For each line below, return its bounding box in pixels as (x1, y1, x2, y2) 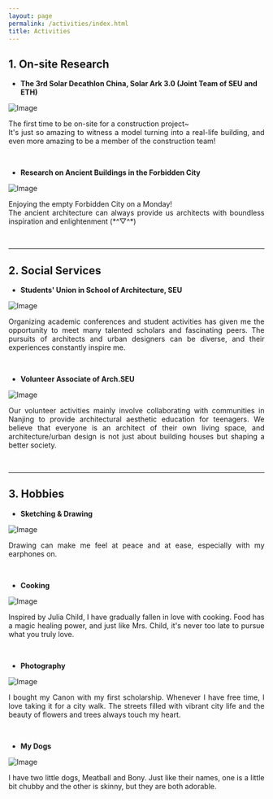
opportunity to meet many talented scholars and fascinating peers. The (8, 325, 265, 334)
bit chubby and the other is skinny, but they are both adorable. (8, 781, 217, 791)
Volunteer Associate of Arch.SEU (19, 374, 136, 383)
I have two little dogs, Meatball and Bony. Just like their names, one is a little (8, 772, 265, 782)
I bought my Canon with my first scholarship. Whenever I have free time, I (8, 692, 265, 702)
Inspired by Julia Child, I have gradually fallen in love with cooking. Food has (8, 612, 265, 622)
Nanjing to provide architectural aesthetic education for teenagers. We (8, 414, 265, 424)
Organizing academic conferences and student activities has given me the (8, 317, 265, 326)
